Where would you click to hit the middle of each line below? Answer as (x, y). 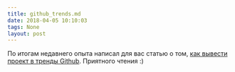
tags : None (23, 27)
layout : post (27, 34)
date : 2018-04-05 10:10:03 (47, 20)
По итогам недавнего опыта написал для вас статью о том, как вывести (117, 54)
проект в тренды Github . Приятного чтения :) (75, 61)
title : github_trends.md (44, 14)
